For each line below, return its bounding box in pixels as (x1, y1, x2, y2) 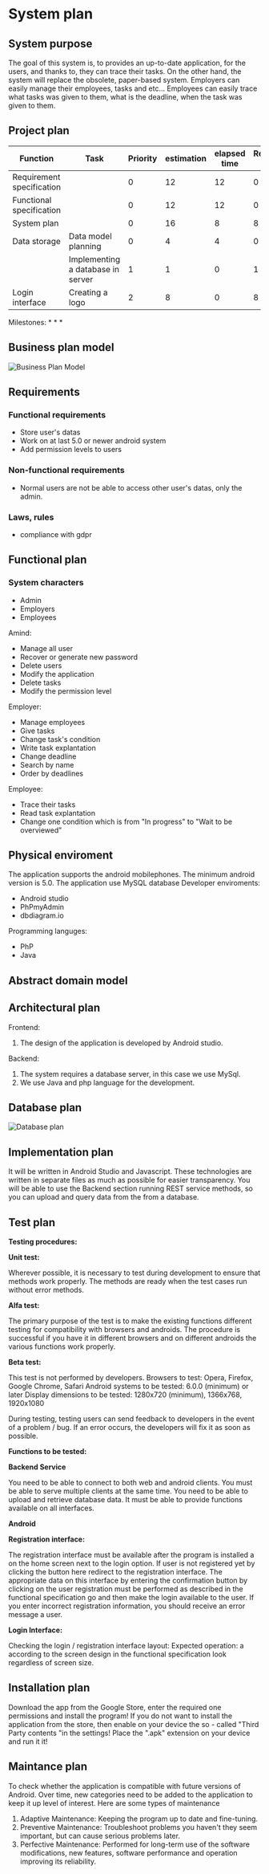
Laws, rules (8, 511, 54, 523)
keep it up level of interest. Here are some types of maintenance (8, 1798, 220, 1807)
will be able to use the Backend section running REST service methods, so (8, 1183, 254, 1193)
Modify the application (19, 669, 94, 678)
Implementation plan (8, 1145, 114, 1159)
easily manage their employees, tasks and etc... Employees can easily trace (8, 84, 258, 93)
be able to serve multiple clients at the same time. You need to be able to (8, 1486, 248, 1496)
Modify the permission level (19, 686, 112, 695)
